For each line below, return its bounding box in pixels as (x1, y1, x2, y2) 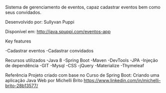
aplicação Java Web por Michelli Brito (5, 78, 83, 83)
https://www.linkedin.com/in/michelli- (84, 78, 161, 83)
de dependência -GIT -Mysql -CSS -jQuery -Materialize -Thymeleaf (5, 63, 145, 68)
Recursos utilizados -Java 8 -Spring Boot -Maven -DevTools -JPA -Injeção (5, 57, 158, 63)
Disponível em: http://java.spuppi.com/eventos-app (5, 29, 111, 34)
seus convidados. (5, 9, 41, 15)
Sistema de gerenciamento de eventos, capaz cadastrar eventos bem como (5, 4, 161, 10)
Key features (5, 38, 31, 44)
